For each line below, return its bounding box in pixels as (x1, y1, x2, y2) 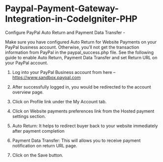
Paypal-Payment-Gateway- (5, 3, 119, 14)
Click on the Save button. (12, 152, 63, 158)
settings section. (12, 113, 46, 119)
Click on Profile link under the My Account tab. (12, 98, 107, 104)
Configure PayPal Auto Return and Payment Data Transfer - (5, 29, 125, 35)
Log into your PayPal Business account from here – (12, 69, 116, 75)
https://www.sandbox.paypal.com (12, 74, 81, 80)
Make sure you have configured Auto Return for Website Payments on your (5, 39, 157, 45)
